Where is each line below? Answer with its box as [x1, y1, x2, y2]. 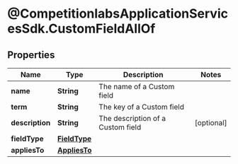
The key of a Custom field [98, 102, 184, 112]
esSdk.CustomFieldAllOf [7, 20, 156, 37]
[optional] [194, 118, 227, 127]
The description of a [98, 114, 166, 123]
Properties [7, 49, 55, 61]
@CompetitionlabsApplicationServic [7, 6, 229, 22]
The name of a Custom [98, 82, 175, 91]
